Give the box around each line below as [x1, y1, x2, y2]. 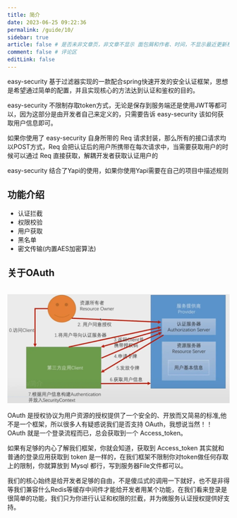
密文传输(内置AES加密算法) [17, 244, 97, 253]
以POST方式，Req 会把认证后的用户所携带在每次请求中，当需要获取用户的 [7, 142, 223, 151]
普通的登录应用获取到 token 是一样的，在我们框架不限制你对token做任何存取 [7, 452, 229, 462]
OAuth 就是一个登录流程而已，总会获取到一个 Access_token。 [7, 429, 187, 438]
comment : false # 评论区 [7, 49, 78, 56]
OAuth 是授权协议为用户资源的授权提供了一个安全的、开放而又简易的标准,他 [7, 411, 227, 420]
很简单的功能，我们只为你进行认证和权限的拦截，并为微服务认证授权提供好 [7, 494, 224, 502]
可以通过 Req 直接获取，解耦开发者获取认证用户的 [13, 151, 159, 159]
